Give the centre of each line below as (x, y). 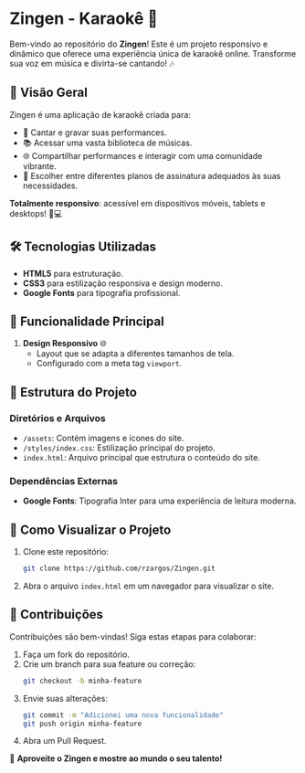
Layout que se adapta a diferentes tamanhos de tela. (135, 354)
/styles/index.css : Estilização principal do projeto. (119, 448)
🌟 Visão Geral (49, 93)
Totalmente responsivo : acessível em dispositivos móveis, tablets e (137, 203)
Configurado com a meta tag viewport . (109, 364)
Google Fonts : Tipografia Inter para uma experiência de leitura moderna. (159, 501)
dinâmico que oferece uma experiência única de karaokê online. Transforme (153, 53)
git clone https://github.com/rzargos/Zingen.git (119, 569)
